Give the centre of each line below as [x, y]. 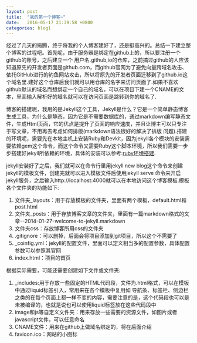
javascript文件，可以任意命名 [50, 320]
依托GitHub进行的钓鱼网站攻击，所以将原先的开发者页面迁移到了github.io [94, 75]
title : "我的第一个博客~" [36, 17]
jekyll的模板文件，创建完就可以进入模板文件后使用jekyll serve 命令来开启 [94, 173]
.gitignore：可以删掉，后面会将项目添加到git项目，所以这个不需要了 [96, 236]
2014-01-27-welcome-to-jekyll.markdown [75, 221]
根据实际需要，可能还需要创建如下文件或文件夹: [64, 270]
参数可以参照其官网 [38, 251]
